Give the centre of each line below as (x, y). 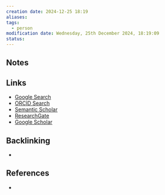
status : (16, 39)
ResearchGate (32, 116)
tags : (13, 22)
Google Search (33, 97)
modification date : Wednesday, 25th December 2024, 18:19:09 (83, 34)
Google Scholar (34, 122)
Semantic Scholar (36, 110)
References (28, 173)
